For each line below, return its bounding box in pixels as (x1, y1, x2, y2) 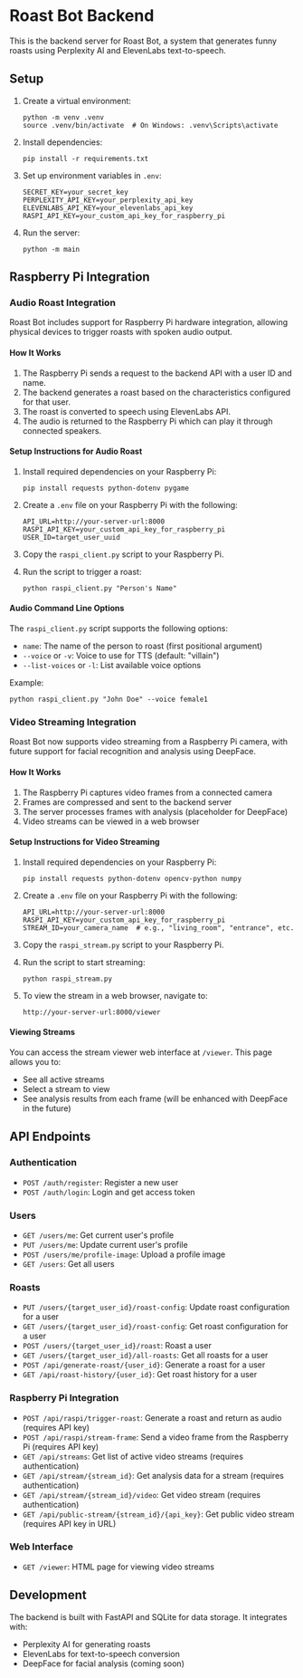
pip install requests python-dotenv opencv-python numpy (22, 874, 242, 883)
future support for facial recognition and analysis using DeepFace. (9, 746, 256, 757)
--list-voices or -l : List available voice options (22, 660, 202, 671)
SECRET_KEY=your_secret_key (22, 187, 128, 197)
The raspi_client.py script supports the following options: (9, 623, 229, 634)
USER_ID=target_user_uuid (22, 532, 120, 542)
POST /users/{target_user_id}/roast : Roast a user (22, 1340, 213, 1351)
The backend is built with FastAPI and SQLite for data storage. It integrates (9, 1611, 288, 1622)
